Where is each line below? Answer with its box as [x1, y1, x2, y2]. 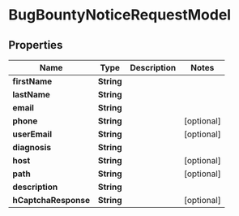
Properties [8, 38, 63, 52]
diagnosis [12, 142, 51, 153]
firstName [12, 76, 53, 87]
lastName [12, 89, 51, 100]
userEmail [12, 128, 53, 140]
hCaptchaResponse [12, 195, 91, 205]
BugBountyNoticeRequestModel [8, 6, 232, 24]
